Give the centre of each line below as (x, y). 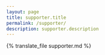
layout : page (23, 12)
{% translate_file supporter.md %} (49, 46)
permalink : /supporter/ (36, 23)
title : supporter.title (36, 18)
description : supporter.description (52, 29)
